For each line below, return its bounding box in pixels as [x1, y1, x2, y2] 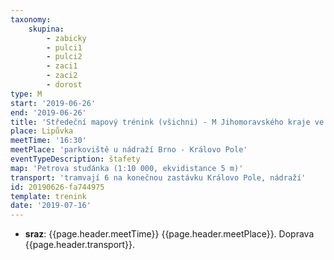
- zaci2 [46, 71, 78, 81]
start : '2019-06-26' [10, 98, 97, 108]
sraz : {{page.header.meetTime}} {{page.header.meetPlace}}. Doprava [24, 228, 315, 240]
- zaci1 [46, 61, 78, 71]
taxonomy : [10, 14, 52, 25]
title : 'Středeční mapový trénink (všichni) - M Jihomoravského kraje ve [10, 117, 325, 127]
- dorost [46, 80, 83, 90]
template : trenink [10, 191, 87, 201]
